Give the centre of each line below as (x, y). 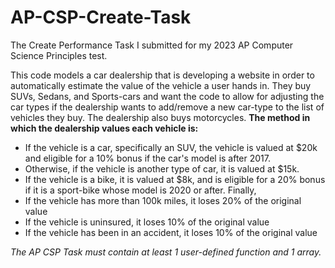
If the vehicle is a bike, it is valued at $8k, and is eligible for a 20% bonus (175, 179)
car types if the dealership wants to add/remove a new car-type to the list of (167, 107)
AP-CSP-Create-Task (101, 17)
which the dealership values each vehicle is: (104, 128)
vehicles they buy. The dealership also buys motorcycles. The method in (160, 117)
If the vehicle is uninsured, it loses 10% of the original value (147, 222)
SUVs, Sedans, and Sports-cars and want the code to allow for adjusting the (167, 96)
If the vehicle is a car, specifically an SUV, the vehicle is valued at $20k (171, 147)
